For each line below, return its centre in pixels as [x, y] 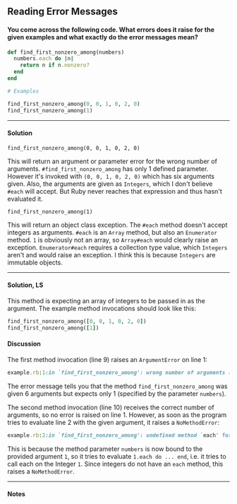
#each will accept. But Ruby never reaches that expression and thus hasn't [115, 191]
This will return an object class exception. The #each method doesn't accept [117, 225]
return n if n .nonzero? [55, 65]
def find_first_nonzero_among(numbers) [66, 52]
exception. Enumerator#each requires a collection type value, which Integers [117, 247]
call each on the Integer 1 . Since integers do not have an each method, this [115, 464]
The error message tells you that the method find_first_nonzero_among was [117, 386]
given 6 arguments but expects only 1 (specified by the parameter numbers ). [117, 393]
